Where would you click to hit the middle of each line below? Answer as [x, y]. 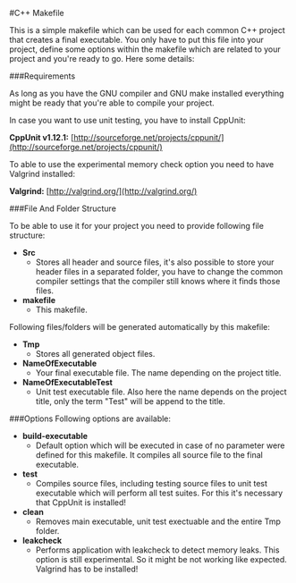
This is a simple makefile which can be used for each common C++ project [148, 30]
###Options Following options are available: [90, 418]
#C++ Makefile [37, 13]
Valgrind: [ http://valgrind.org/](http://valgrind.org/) [103, 191]
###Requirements [42, 76]
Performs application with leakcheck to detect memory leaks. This [157, 550]
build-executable [55, 436]
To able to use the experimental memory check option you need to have [142, 164]
